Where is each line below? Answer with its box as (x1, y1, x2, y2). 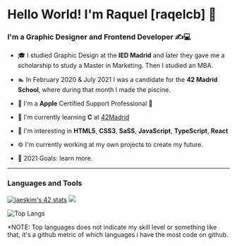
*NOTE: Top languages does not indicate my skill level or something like (7, 223, 217, 231)
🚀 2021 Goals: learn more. (17, 154, 93, 163)
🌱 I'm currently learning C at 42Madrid (17, 113, 130, 122)
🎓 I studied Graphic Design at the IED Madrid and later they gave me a (17, 51, 225, 59)
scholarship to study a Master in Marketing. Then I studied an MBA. (17, 61, 214, 70)
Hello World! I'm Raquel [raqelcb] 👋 (7, 6, 217, 23)
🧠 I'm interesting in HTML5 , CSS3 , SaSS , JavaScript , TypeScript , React (17, 127, 229, 135)
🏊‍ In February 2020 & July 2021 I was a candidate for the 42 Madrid (17, 76, 218, 84)
